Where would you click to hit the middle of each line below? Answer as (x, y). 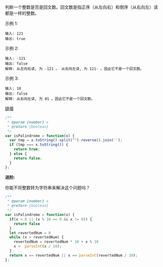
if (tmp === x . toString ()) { (39, 145)
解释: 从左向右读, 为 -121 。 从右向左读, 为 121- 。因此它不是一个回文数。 (74, 69)
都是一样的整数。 (22, 13)
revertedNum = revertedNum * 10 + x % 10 (56, 242)
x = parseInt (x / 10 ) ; (38, 247)
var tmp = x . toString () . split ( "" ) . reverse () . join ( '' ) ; (66, 140)
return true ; (27, 150)
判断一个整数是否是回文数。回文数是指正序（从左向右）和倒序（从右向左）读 (81, 7)
